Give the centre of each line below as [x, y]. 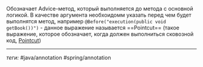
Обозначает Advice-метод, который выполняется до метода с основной [100, 9]
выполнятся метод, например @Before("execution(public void [86, 21]
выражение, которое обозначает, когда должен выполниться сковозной [100, 34]
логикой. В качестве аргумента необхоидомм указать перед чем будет [99, 15]
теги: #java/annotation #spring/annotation [59, 57]
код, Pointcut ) [24, 40]
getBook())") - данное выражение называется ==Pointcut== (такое [93, 28]
